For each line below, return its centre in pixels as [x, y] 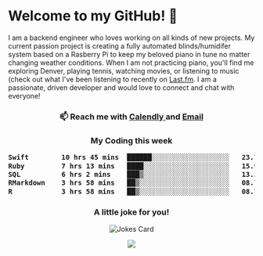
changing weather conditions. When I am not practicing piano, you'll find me [131, 63]
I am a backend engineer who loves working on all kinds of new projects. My [131, 38]
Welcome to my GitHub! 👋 [93, 16]
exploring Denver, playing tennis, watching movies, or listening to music [124, 70]
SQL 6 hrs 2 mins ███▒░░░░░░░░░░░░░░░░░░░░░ [119, 174]
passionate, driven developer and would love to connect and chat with [121, 87]
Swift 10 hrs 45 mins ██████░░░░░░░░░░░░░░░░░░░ [119, 157]
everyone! [24, 96]
